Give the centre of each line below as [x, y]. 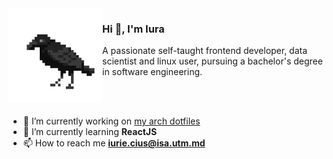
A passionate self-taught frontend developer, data [205, 51]
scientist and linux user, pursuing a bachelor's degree [212, 61]
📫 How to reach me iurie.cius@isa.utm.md [114, 143]
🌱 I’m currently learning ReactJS [90, 132]
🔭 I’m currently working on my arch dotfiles [111, 121]
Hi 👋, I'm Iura [133, 29]
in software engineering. [152, 72]
